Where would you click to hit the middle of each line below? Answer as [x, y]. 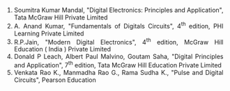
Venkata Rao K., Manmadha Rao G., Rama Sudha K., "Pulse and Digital [118, 72]
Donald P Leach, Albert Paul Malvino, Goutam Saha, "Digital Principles [118, 57]
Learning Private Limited [49, 33]
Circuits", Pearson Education [55, 80]
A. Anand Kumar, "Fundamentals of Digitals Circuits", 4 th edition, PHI [118, 25]
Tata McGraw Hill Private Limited [61, 17]
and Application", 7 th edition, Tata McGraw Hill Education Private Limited [117, 64]
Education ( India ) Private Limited [62, 49]
